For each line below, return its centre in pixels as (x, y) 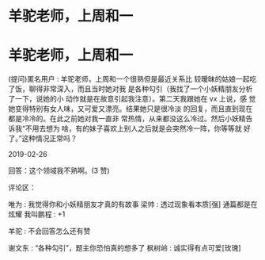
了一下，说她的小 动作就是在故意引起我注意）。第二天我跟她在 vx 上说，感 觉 (132, 99)
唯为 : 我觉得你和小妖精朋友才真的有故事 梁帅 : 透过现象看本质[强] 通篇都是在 (133, 205)
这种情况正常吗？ (49, 139)
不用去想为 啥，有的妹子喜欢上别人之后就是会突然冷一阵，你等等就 (134, 128)
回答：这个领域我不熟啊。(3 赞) (59, 170)
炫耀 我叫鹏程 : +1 (37, 214)
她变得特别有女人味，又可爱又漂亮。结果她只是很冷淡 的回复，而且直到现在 (131, 109)
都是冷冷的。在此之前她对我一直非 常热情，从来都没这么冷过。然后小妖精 (127, 119)
